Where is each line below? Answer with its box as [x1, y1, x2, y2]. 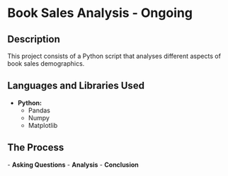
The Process [7, 141, 64, 153]
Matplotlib [28, 121, 58, 129]
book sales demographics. [7, 59, 85, 68]
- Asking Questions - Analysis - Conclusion [7, 160, 139, 169]
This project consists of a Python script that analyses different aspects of [7, 52, 222, 60]
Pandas [28, 106, 51, 115]
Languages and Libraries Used [7, 80, 145, 92]
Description [7, 33, 60, 45]
